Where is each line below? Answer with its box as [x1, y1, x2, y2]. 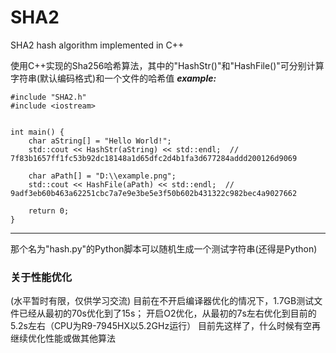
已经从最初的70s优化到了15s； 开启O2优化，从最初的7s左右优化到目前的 [18, 307, 317, 320]
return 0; [28, 206, 70, 216]
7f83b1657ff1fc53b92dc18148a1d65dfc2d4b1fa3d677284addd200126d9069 [10, 153, 298, 163]
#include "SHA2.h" [10, 92, 87, 102]
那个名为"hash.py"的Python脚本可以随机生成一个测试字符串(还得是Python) [10, 242, 318, 255]
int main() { [10, 127, 65, 137]
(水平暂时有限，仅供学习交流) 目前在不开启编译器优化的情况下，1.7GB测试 [10, 295, 315, 307]
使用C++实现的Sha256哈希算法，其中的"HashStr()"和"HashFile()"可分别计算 [10, 59, 325, 71]
